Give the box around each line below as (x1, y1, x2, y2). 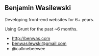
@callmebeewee (11, 45, 46, 51)
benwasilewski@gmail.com (11, 41, 67, 46)
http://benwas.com (11, 35, 50, 41)
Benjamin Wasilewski (4, 4, 71, 12)
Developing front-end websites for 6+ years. (4, 16, 95, 22)
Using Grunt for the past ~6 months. (4, 26, 78, 32)
